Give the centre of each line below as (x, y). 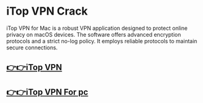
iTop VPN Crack (47, 11)
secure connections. (32, 48)
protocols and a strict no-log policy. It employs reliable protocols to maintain (102, 41)
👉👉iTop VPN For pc (47, 92)
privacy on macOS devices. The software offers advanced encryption (94, 34)
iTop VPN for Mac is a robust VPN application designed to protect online (97, 28)
